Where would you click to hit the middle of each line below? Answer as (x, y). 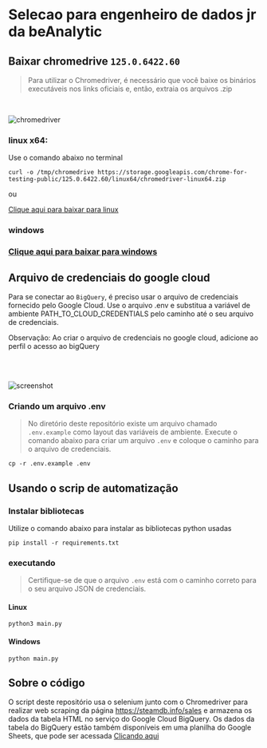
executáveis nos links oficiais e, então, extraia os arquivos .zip (130, 89)
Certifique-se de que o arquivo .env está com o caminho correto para (142, 580)
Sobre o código (47, 683)
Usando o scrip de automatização (93, 488)
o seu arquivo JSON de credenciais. (87, 589)
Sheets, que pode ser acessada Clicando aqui (84, 736)
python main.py (33, 659)
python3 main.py (35, 624)
